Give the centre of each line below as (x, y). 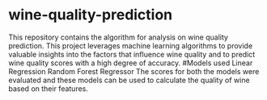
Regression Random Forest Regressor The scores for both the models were (134, 71)
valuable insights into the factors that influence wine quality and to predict (132, 54)
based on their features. (49, 88)
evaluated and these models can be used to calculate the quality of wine (129, 80)
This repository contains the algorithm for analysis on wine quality (119, 37)
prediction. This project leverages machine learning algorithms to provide (131, 45)
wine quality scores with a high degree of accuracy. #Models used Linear (131, 63)
